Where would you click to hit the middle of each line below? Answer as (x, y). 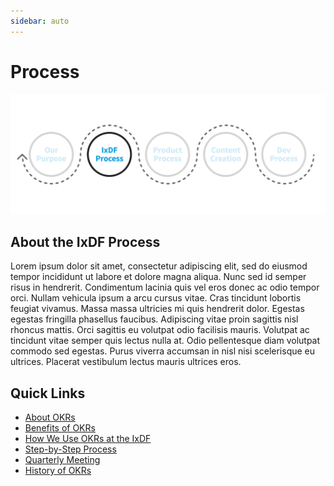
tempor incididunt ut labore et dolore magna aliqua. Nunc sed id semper (158, 277)
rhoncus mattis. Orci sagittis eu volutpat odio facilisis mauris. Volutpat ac (160, 330)
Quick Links (48, 393)
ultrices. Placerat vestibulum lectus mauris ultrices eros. (126, 362)
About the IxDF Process (85, 241)
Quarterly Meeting (62, 460)
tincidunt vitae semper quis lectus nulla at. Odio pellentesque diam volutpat (165, 341)
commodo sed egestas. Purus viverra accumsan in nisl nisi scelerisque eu (163, 351)
